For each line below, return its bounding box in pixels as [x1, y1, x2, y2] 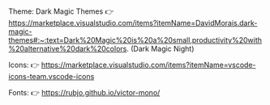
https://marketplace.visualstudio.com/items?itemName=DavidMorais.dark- [8, 19, 258, 27]
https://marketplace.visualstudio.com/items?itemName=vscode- [41, 60, 257, 69]
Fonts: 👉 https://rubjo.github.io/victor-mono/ [8, 88, 161, 97]
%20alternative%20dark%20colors [8, 44, 127, 53]
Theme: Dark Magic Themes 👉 [8, 6, 114, 16]
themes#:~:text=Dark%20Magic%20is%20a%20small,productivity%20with [8, 36, 262, 44]
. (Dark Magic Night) [126, 44, 195, 53]
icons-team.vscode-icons [8, 72, 95, 81]
